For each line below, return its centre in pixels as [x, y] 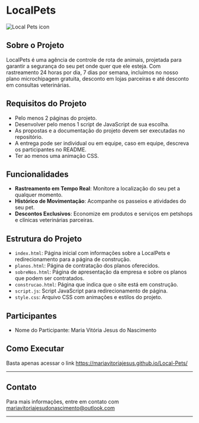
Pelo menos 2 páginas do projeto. [56, 118]
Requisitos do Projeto [46, 104]
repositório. [29, 136]
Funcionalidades [38, 174]
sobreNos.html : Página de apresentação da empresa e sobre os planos [101, 272]
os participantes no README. [51, 150]
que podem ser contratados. [49, 278]
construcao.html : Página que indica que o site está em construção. [97, 285]
